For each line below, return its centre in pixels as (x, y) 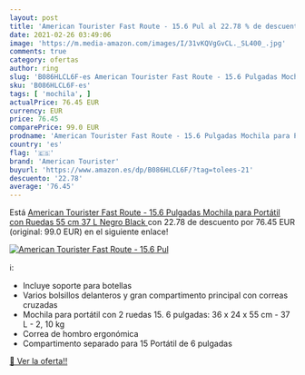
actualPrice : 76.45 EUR (54, 102)
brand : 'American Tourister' (64, 161)
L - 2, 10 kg (44, 324)
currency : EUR (36, 111)
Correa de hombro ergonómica (80, 334)
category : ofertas (44, 60)
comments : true (38, 52)
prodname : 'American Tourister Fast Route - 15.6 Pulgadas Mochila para (150, 136)
